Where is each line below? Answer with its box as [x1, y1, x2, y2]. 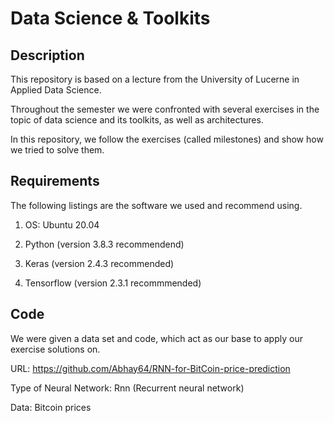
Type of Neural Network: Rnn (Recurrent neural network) [10, 382, 245, 394]
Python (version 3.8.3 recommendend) [24, 238, 185, 250]
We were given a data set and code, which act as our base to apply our [10, 332, 303, 344]
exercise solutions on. [10, 343, 101, 355]
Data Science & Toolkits [10, 7, 211, 30]
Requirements [10, 173, 100, 190]
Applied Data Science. [10, 84, 102, 96]
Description [10, 47, 85, 64]
